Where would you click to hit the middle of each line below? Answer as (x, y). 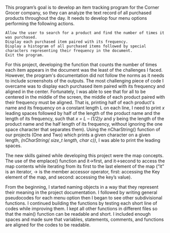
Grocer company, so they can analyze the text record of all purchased (78, 13)
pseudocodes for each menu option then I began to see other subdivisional (84, 198)
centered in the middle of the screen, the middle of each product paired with (85, 97)
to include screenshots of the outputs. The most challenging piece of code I (84, 81)
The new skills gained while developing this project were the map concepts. (84, 155)
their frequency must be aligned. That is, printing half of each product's (80, 102)
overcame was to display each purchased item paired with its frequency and (85, 86)
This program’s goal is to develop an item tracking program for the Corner (82, 7)
